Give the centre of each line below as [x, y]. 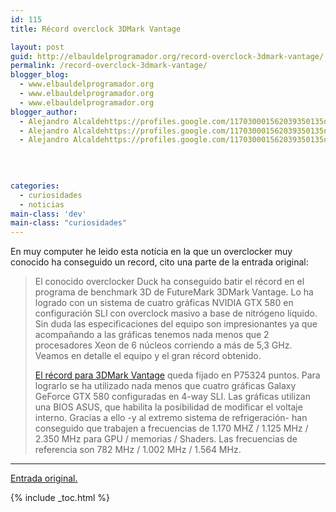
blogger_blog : [40, 75]
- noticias [42, 204]
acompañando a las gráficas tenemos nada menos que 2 [152, 335]
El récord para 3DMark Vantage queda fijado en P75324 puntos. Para [177, 375]
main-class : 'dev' [48, 214]
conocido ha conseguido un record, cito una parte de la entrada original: [159, 262]
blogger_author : [44, 112]
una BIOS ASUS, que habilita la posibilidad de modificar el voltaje [168, 407]
